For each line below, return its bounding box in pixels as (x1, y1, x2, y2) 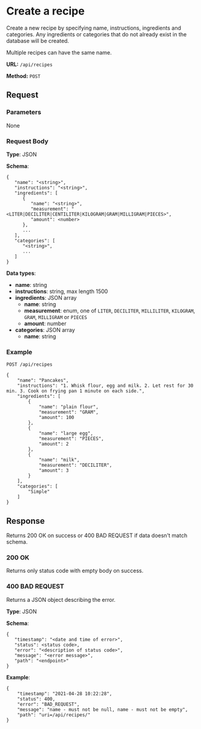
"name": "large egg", (38, 430, 94, 437)
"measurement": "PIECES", (38, 436, 104, 442)
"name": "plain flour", (38, 404, 99, 410)
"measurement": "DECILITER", (38, 462, 113, 469)
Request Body (6, 137, 48, 145)
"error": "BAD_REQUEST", (17, 701, 80, 707)
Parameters (6, 108, 41, 116)
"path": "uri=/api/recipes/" (17, 711, 91, 718)
